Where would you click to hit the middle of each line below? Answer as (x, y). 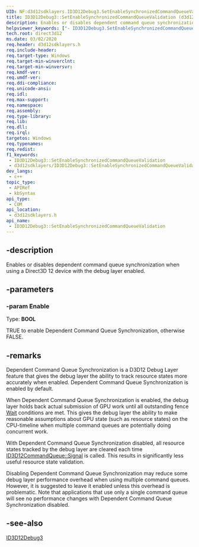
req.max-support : (28, 99)
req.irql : (18, 133)
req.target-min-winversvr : (39, 67)
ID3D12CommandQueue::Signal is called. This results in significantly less (95, 456)
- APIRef (20, 188)
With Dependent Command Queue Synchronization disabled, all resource (95, 443)
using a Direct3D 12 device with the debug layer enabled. (76, 271)
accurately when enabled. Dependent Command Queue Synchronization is (97, 382)
